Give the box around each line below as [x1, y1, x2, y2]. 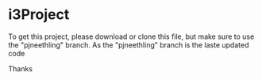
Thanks [8, 63, 33, 73]
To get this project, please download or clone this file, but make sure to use [8, 32, 255, 41]
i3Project [8, 6, 70, 24]
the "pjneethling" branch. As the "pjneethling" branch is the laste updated [8, 40, 249, 49]
